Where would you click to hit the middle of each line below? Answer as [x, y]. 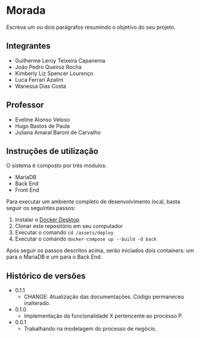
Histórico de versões [46, 276]
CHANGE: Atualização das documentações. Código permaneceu [104, 297]
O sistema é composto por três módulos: [56, 165]
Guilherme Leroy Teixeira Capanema [60, 60]
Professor [25, 105]
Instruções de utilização [52, 151]
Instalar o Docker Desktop [47, 220]
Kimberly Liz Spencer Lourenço [54, 73]
